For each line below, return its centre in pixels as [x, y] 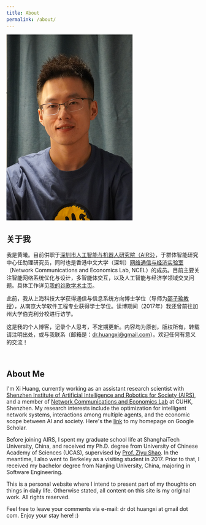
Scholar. [17, 428]
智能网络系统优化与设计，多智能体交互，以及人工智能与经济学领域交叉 [100, 278]
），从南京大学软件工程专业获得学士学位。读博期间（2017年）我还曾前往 [102, 306]
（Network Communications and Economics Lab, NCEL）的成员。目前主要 [100, 270]
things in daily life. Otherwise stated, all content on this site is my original [98, 491]
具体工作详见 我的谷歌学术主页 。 [57, 286]
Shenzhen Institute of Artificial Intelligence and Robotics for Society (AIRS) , [101, 395]
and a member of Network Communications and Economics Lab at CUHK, [100, 402]
